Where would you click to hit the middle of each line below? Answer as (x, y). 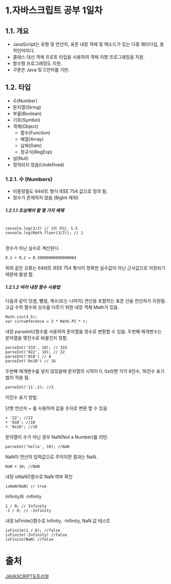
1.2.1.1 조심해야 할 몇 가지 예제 (35, 210)
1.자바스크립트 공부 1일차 (54, 10)
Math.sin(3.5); (21, 317)
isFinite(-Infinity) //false (36, 535)
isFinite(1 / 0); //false (33, 531)
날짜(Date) (31, 145)
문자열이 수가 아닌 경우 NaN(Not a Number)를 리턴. (57, 437)
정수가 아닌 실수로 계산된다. (33, 248)
